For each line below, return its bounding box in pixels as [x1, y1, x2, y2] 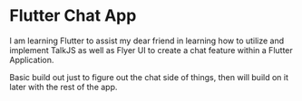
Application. [9, 54, 54, 65]
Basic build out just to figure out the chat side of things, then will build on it [9, 71, 288, 82]
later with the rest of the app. [9, 81, 118, 92]
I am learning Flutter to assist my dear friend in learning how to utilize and [9, 35, 285, 46]
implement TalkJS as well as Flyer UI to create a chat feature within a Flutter [9, 44, 293, 55]
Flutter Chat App [9, 5, 137, 26]
